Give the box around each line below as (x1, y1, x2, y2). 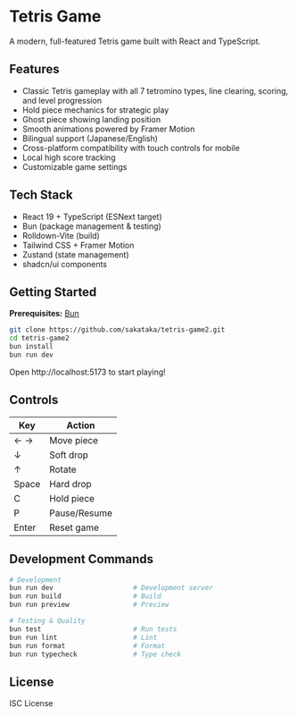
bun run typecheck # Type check (9, 650, 181, 659)
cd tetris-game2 (9, 333, 70, 343)
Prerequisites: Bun (9, 308, 79, 319)
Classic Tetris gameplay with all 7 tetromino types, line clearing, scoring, (21, 85, 289, 96)
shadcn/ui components (21, 258, 107, 269)
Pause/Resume (48, 507, 113, 519)
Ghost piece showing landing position (21, 114, 161, 124)
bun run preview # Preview (9, 601, 169, 610)
